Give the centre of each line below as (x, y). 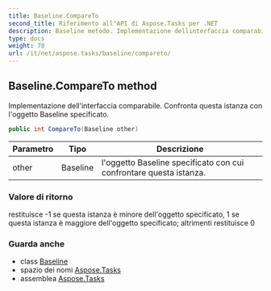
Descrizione (180, 149)
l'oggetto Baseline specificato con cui (173, 162)
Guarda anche (37, 243)
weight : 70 (27, 46)
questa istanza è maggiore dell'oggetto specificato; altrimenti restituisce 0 (132, 222)
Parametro (33, 149)
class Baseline (44, 261)
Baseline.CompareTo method (83, 86)
